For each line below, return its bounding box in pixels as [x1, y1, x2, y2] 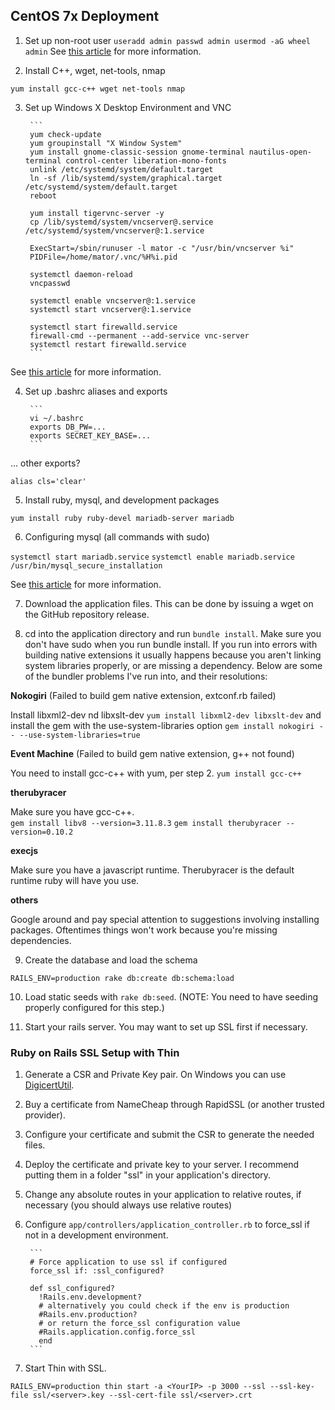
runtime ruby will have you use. [10, 874, 140, 886]
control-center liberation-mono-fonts [65, 155, 227, 166]
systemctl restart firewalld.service [29, 339, 187, 349]
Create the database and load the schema [24, 954, 198, 966]
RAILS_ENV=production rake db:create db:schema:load [10, 973, 235, 983]
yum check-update [29, 129, 102, 139]
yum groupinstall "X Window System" [29, 138, 183, 148]
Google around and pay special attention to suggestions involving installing [10, 913, 320, 925]
